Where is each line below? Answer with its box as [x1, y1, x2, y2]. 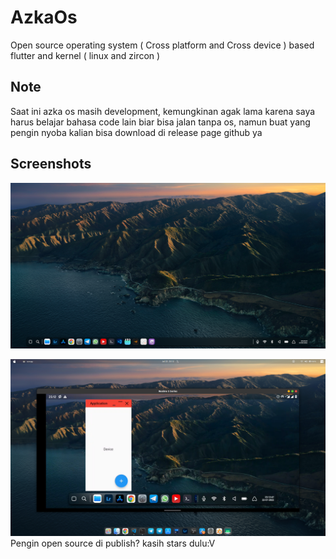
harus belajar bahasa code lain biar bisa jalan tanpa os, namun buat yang [10, 116, 311, 128]
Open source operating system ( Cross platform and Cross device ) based [10, 39, 315, 51]
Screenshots [10, 156, 92, 173]
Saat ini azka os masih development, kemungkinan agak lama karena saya [10, 105, 316, 117]
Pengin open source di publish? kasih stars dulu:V [10, 537, 216, 550]
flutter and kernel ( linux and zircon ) [10, 49, 161, 61]
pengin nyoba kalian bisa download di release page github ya [10, 126, 263, 138]
